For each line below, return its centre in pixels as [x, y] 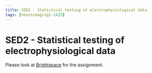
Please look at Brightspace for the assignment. [54, 65]
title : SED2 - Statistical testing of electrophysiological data [76, 10]
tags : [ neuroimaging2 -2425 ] [35, 15]
